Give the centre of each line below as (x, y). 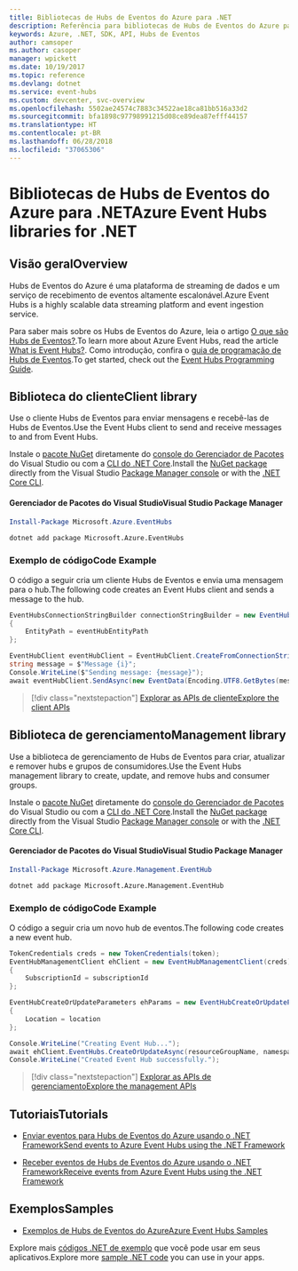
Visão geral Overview (69, 264)
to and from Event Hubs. (54, 437)
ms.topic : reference (47, 76)
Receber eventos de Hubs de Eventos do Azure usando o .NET (137, 1163)
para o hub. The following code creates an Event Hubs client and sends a (142, 589)
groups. (24, 785)
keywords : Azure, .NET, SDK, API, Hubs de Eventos (105, 34)
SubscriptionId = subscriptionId (87, 979)
